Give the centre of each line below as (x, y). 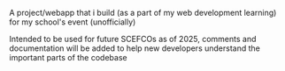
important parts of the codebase (68, 57)
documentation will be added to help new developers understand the (135, 48)
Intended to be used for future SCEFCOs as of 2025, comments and (133, 39)
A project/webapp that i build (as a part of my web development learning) (143, 13)
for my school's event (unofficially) (73, 22)
